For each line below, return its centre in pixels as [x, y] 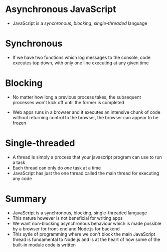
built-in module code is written [44, 244]
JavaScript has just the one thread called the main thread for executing [86, 173]
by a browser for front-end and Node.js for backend [66, 229]
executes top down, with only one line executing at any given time [80, 63]
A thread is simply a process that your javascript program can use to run [87, 157]
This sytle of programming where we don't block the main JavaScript [84, 234]
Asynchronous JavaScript [61, 9]
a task [19, 162]
